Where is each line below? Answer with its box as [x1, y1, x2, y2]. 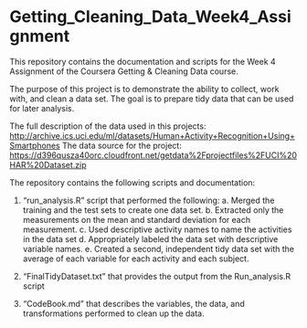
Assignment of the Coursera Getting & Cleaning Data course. [9, 66, 239, 77]
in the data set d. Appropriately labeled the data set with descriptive [22, 233, 279, 244]
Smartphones [9, 140, 61, 151]
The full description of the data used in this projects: [9, 121, 206, 132]
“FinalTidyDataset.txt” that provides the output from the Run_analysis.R [22, 270, 291, 281]
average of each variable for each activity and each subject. [22, 253, 249, 264]
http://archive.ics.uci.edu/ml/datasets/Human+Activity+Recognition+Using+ [9, 130, 295, 141]
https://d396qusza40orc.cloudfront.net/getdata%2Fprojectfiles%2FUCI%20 [9, 149, 298, 161]
